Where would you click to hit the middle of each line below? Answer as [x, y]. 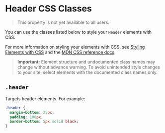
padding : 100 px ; [26, 117]
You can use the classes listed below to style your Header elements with [79, 32]
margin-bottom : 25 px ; [32, 112]
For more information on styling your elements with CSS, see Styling [75, 47]
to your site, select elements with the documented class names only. [87, 72]
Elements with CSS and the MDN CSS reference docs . [60, 52]
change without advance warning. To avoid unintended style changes [88, 67]
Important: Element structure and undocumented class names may [86, 62]
